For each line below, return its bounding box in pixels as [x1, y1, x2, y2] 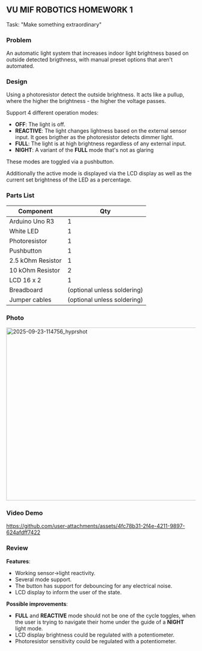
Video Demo [6, 509, 43, 517]
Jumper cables [9, 295, 52, 304]
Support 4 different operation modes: [6, 109, 99, 116]
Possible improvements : [6, 600, 68, 608]
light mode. [14, 624, 43, 632]
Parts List [6, 191, 35, 200]
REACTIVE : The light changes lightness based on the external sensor [14, 127, 187, 134]
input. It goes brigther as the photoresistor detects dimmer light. [14, 134, 174, 141]
